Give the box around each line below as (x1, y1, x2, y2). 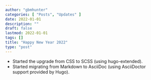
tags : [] (5, 35, 23, 40)
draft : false (5, 26, 32, 31)
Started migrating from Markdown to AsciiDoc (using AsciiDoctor (12, 63, 146, 69)
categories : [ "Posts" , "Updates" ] (5, 12, 81, 17)
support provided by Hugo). (12, 68, 70, 75)
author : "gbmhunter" (5, 7, 48, 12)
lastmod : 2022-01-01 (5, 30, 48, 35)
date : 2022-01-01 (5, 16, 41, 21)
